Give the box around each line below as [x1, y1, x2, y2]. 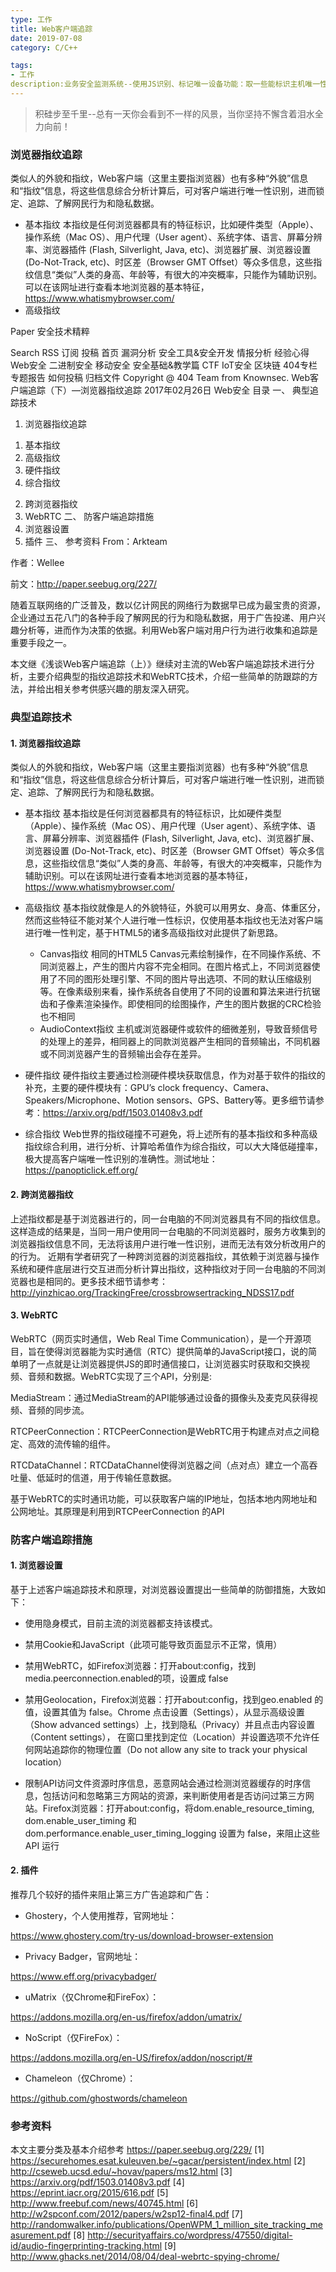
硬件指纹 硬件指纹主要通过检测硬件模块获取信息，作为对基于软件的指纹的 [24, 1069, 326, 1081]
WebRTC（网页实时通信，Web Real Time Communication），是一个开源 [10, 1332, 303, 1345]
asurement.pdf [10, 2229, 72, 2241]
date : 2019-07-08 [10, 33, 83, 43]
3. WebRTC [10, 1309, 58, 1321]
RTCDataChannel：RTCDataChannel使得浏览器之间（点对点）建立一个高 [10, 1459, 310, 1471]
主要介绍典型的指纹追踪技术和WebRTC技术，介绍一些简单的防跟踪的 [27, 671, 310, 683]
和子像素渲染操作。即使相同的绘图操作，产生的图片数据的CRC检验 [48, 998, 322, 1010]
